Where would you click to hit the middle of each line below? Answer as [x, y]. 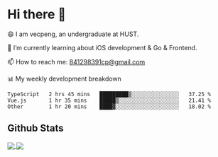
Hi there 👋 [37, 14]
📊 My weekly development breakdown [65, 78]
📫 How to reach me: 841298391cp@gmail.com [76, 62]
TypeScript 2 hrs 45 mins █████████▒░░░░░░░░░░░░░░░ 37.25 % [109, 94]
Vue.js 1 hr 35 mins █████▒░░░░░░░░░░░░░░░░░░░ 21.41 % [109, 100]
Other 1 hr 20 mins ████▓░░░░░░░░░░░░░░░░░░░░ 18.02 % [109, 106]
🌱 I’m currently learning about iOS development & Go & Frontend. [102, 47]
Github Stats [36, 128]
